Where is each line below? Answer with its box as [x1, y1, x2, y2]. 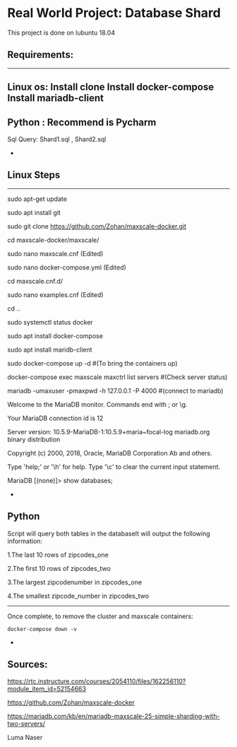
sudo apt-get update [7, 195, 67, 203]
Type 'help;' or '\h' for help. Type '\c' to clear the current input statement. [7, 462, 221, 471]
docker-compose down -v [7, 625, 78, 632]
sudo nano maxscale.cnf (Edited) [7, 249, 104, 257]
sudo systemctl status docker [7, 318, 93, 326]
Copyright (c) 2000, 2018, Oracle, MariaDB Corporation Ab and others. [7, 448, 213, 457]
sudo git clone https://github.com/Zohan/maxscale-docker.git [7, 221, 187, 231]
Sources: [7, 658, 48, 670]
